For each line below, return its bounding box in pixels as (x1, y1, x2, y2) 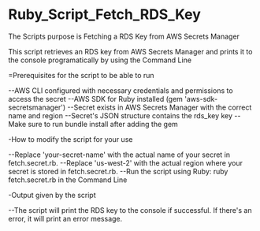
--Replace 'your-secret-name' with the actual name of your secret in (8, 150, 231, 159)
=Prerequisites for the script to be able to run (8, 70, 155, 80)
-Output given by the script (8, 190, 96, 199)
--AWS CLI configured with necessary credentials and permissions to (8, 85, 234, 95)
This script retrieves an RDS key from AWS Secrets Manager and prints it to (8, 47, 253, 56)
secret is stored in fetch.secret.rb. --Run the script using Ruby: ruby (8, 166, 228, 176)
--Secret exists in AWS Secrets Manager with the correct (67, 102, 252, 112)
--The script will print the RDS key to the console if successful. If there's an (8, 205, 252, 214)
